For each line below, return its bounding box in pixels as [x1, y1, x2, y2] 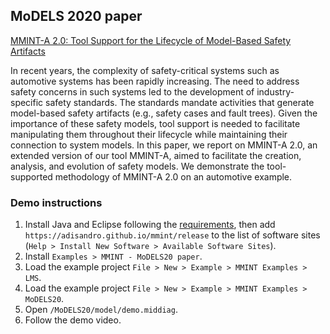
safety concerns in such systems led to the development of [10, 85, 255, 98]
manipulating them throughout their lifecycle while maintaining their [10, 128, 288, 140]
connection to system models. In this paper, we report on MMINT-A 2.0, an [10, 139, 318, 151]
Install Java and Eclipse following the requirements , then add [24, 219, 276, 231]
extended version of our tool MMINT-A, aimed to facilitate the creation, [10, 149, 302, 161]
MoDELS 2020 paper [10, 8, 143, 25]
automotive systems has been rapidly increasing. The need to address [10, 75, 300, 87]
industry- [256, 85, 295, 98]
